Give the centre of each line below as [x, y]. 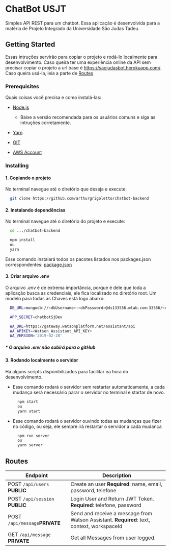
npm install [23, 240]
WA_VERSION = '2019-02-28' [36, 336]
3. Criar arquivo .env [27, 276]
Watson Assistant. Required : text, [110, 520]
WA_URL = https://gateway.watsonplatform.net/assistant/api [73, 326]
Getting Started [30, 45]
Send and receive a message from [111, 513]
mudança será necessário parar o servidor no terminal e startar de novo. [89, 392]
